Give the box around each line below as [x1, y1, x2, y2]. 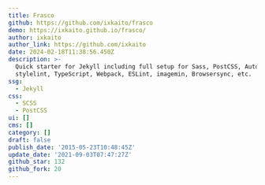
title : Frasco [8, 11, 55, 20]
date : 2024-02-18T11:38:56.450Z [8, 48, 114, 56]
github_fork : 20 [8, 165, 62, 173]
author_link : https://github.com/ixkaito [8, 41, 147, 49]
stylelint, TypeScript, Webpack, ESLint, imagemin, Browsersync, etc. [15, 70, 252, 78]
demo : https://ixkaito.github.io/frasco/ [8, 26, 147, 34]
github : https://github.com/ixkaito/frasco [8, 19, 154, 27]
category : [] [8, 128, 51, 136]
